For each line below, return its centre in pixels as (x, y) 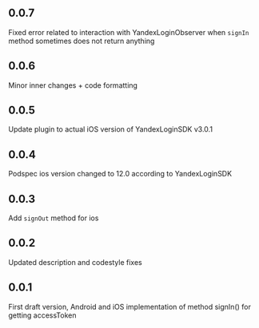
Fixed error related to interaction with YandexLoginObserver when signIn (129, 32)
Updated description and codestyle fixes (75, 262)
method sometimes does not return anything (82, 41)
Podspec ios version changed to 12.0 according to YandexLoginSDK (120, 174)
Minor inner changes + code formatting (73, 85)
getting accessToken (43, 315)
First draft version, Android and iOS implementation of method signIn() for (130, 306)
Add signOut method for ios (54, 218)
